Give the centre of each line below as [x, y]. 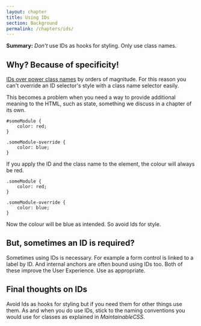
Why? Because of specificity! [63, 65]
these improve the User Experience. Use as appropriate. [76, 270]
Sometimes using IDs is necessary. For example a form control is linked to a [100, 257]
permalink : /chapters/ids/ [40, 29]
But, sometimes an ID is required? [70, 243]
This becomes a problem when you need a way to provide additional [91, 98]
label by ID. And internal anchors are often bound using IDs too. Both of [94, 264]
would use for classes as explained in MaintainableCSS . [76, 316]
